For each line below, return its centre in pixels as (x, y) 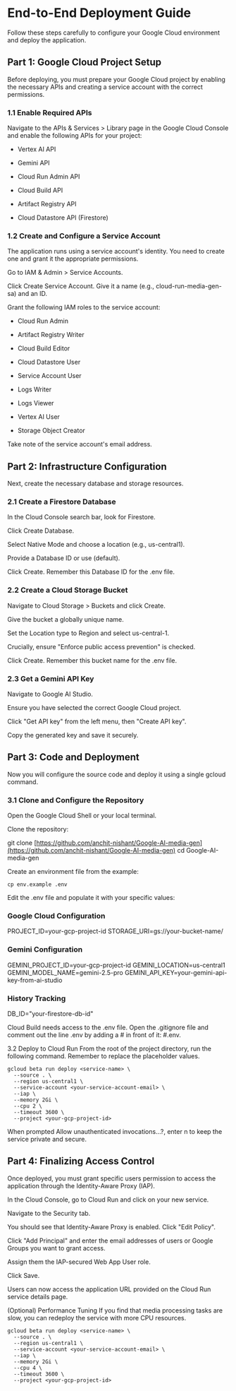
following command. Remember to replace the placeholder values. (104, 1056)
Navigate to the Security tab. (49, 1213)
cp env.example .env (38, 884)
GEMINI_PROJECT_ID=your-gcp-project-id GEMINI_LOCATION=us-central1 (116, 965)
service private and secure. (47, 1140)
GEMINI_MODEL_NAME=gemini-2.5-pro (65, 972)
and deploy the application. (47, 40)
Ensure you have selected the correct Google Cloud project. (94, 708)
